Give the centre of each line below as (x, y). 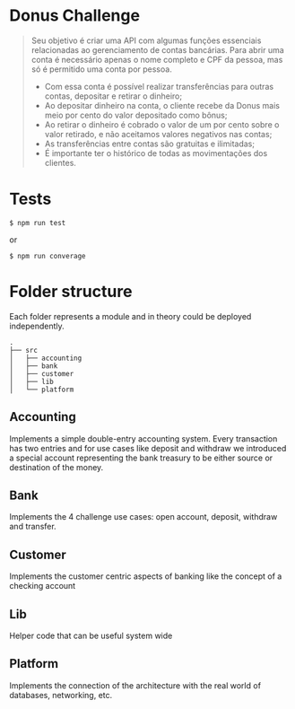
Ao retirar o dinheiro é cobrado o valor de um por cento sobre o (162, 124)
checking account (43, 586)
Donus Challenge (75, 16)
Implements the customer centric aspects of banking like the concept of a (146, 576)
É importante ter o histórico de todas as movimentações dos (156, 153)
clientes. (60, 162)
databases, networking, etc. (61, 695)
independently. (37, 326)
